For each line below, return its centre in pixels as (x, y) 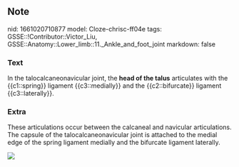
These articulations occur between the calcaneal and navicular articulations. (119, 127)
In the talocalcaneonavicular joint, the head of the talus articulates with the (118, 79)
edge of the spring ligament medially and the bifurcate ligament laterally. (114, 143)
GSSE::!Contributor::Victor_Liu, (52, 36)
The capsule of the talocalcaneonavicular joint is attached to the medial (112, 135)
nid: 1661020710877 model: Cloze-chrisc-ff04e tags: (85, 29)
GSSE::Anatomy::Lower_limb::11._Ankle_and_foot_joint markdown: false (112, 44)
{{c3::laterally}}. (31, 93)
